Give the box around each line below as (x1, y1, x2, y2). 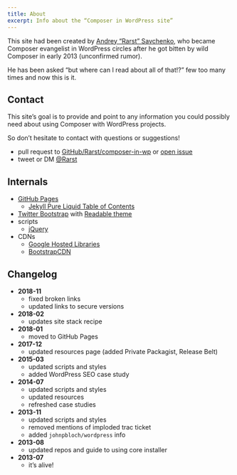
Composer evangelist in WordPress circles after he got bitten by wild (7, 44, 209, 53)
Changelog (7, 268, 58, 280)
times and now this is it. (7, 73, 77, 82)
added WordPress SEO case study (28, 370, 130, 378)
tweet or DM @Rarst (17, 155, 78, 164)
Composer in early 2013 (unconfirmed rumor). (7, 51, 142, 60)
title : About (7, 10, 46, 18)
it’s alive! (28, 460, 54, 469)
